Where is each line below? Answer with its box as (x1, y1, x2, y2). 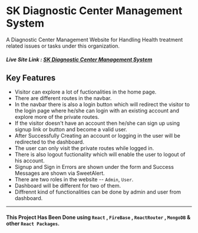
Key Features (6, 72, 56, 83)
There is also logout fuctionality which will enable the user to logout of (14, 151, 186, 158)
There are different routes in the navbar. (14, 95, 112, 102)
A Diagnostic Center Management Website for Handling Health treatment (6, 36, 183, 43)
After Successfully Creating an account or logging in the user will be (14, 132, 181, 139)
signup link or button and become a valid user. (14, 126, 128, 133)
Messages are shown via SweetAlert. (14, 169, 105, 177)
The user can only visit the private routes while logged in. (14, 145, 154, 152)
